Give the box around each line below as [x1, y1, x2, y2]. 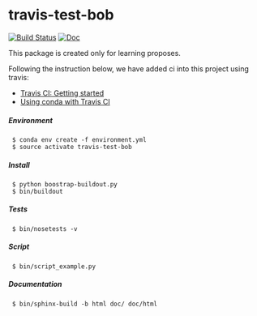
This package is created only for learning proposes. [8, 48, 181, 58]
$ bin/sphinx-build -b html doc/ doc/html [11, 300, 158, 308]
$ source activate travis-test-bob [11, 143, 132, 151]
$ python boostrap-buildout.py [11, 180, 118, 188]
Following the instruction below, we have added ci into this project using [8, 63, 249, 74]
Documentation [8, 280, 62, 289]
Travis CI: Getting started [19, 88, 105, 98]
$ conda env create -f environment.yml [11, 135, 148, 143]
